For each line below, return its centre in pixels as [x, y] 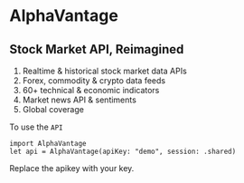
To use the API [36, 127]
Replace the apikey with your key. [72, 168]
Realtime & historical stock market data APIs [104, 71]
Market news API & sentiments [80, 100]
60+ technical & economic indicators [91, 90]
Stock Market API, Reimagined [97, 49]
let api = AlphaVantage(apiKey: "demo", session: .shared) [123, 151]
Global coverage [53, 109]
